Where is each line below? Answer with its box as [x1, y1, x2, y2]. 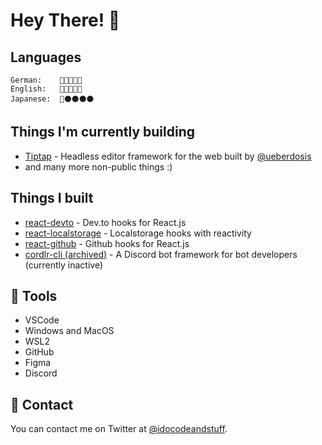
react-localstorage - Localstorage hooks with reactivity [24, 227, 252, 239]
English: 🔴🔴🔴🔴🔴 [10, 84, 83, 94]
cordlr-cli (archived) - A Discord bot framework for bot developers [24, 248, 298, 260]
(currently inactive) [24, 259, 104, 271]
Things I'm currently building [10, 124, 195, 141]
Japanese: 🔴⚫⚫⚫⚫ [10, 94, 95, 104]
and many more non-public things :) [24, 160, 173, 173]
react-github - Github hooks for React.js [24, 237, 190, 249]
